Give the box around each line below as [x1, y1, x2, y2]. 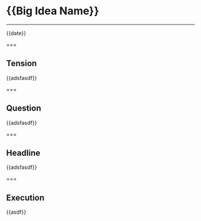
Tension [6, 59, 37, 69]
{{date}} [6, 29, 26, 36]
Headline [6, 148, 41, 158]
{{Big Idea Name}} [6, 4, 99, 18]
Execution [6, 192, 45, 202]
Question [6, 103, 41, 113]
